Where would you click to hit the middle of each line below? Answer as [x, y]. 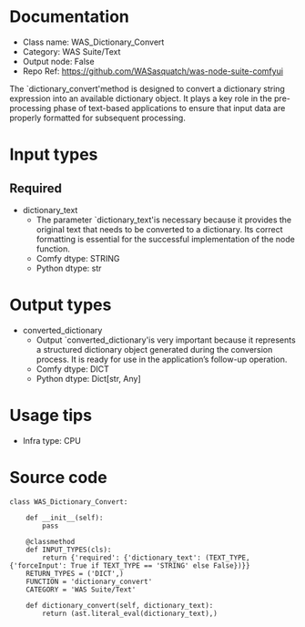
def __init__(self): [65, 518]
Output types [61, 305]
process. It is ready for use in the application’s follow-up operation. [162, 359]
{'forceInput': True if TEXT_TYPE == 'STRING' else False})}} [130, 565]
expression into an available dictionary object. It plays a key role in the [141, 98]
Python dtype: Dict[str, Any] [88, 378]
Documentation [70, 17]
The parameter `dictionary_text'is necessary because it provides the [164, 220]
